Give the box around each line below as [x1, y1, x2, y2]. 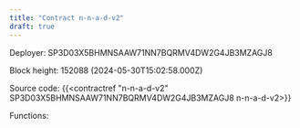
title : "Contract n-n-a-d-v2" [9, 13, 125, 23]
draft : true [9, 22, 55, 31]
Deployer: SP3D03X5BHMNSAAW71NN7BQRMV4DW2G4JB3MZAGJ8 [9, 47, 274, 58]
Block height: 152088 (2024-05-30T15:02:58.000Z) [9, 65, 203, 76]
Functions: [9, 110, 49, 121]
